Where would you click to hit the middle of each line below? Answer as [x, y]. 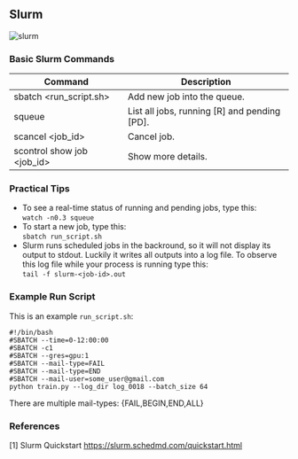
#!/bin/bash [31, 332]
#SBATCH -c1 [31, 348]
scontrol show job [51, 152]
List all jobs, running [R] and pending [204, 112]
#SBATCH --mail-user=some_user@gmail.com [87, 379]
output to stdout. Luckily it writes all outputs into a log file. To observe [149, 255]
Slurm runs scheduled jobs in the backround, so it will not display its [146, 245]
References [35, 426]
